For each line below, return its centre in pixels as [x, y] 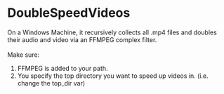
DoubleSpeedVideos [69, 13]
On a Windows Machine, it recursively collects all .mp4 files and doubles [112, 32]
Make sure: [24, 55]
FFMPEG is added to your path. [62, 68]
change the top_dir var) [51, 83]
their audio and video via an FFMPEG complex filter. [82, 39]
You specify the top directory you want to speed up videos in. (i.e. [113, 76]
